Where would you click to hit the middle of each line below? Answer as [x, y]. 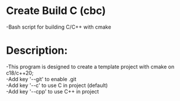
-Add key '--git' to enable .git [41, 79]
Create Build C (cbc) [56, 11]
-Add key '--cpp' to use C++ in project [52, 91]
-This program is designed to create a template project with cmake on [90, 67]
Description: [37, 50]
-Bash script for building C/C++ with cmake [59, 27]
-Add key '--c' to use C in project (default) [57, 85]
